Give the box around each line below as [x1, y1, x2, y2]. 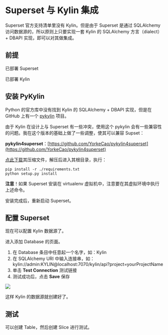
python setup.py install [5, 171, 57, 176]
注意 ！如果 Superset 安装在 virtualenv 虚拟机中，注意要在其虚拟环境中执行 [5, 180, 160, 186]
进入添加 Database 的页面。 [5, 239, 63, 245]
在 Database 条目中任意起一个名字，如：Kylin [12, 249, 107, 255]
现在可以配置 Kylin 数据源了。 [5, 228, 66, 234]
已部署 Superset [5, 65, 39, 71]
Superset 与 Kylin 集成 [5, 5, 99, 16]
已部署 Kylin [5, 76, 30, 82]
